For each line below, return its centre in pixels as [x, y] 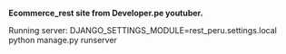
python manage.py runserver [63, 40]
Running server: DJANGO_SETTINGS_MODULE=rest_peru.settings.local [143, 30]
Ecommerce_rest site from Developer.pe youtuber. [106, 13]
